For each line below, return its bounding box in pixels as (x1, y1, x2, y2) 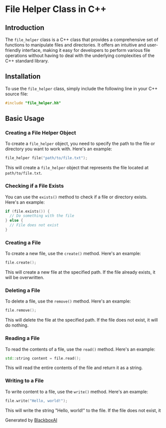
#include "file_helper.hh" (5, 100, 61, 105)
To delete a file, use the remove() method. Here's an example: (5, 298, 131, 304)
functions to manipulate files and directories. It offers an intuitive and (5, 42, 146, 48)
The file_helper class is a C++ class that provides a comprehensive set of (5, 36, 159, 42)
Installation (5, 72, 41, 81)
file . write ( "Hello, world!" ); (5, 398, 68, 403)
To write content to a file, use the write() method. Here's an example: (5, 389, 148, 395)
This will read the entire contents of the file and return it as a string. (5, 365, 143, 371)
